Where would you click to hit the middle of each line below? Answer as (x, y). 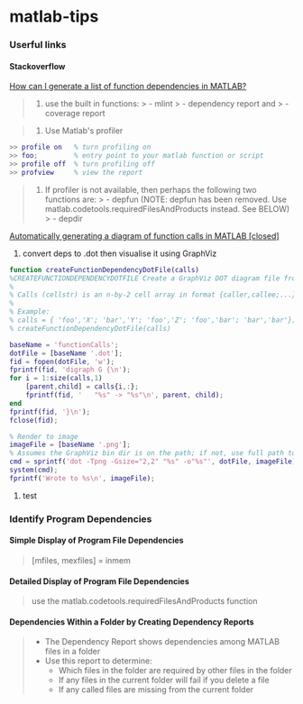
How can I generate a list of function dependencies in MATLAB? (128, 87)
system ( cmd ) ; (34, 471)
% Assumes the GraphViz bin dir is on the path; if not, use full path (147, 453)
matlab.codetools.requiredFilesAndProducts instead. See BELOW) (167, 208)
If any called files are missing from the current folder (156, 690)
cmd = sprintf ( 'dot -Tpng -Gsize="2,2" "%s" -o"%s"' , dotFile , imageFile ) (153, 462)
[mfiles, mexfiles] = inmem (81, 560)
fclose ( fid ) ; (34, 420)
